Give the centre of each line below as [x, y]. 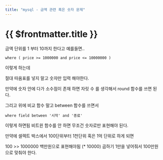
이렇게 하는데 [18, 68]
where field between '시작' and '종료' [44, 116]
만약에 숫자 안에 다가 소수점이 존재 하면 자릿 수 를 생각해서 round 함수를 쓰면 [79, 88]
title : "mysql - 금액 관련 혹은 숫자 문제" [45, 10]
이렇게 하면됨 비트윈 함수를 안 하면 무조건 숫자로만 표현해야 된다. [67, 125]
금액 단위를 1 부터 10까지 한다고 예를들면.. [45, 48]
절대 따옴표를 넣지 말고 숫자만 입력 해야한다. [47, 78]
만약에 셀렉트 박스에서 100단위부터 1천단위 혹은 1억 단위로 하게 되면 [69, 136]
